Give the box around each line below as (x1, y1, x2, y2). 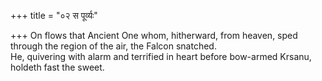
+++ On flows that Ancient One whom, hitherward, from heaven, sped (10, 30, 298, 41)
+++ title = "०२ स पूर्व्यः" (10, 10, 98, 21)
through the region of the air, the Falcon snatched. (10, 40, 217, 52)
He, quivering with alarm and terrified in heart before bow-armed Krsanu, (10, 51, 312, 62)
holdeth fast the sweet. (10, 61, 105, 73)
